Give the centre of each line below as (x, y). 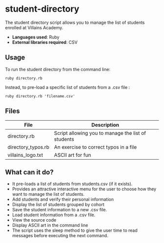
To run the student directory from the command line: (58, 69)
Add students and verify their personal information (63, 199)
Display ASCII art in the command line (50, 225)
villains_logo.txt (25, 155)
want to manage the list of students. (48, 194)
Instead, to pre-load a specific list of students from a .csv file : (68, 87)
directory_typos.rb (29, 147)
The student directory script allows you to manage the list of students (75, 22)
